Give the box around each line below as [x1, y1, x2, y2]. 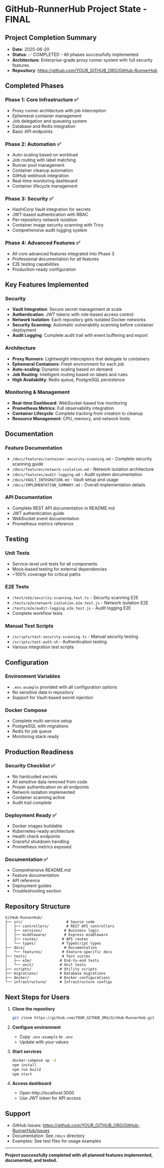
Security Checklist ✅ [5, 762, 56, 769]
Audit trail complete [12, 799, 52, 805]
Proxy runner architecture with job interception [12, 107, 106, 113]
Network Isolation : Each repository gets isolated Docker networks [12, 317, 146, 323]
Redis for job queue [12, 728, 52, 734]
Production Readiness [5, 748, 74, 756]
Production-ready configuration [12, 266, 76, 272]
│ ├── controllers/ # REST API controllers [5, 924, 115, 929]
